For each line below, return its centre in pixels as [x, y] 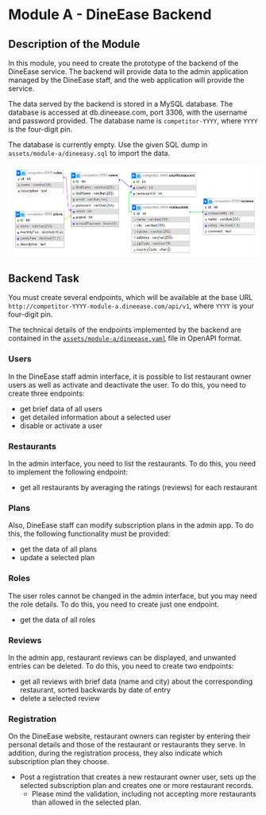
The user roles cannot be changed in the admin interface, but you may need [133, 595]
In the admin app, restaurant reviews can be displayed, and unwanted [122, 657]
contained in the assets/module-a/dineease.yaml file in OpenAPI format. [125, 338]
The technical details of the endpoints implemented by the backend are [125, 330]
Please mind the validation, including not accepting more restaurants [144, 794]
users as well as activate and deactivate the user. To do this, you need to [127, 384]
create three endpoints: [46, 393]
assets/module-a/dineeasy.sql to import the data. [89, 153]
